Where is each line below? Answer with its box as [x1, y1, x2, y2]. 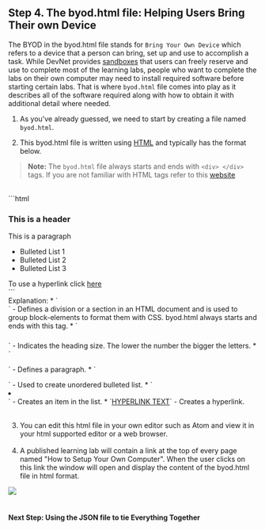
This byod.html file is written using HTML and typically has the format [19, 138, 247, 147]
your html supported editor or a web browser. [19, 429, 168, 439]
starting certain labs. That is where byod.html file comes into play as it [8, 82, 237, 91]
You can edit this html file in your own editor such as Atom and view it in [19, 421, 255, 430]
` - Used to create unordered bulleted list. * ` [8, 380, 153, 390]
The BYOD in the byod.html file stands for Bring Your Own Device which [8, 40, 241, 49]
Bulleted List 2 [19, 255, 67, 265]
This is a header [8, 213, 71, 224]
